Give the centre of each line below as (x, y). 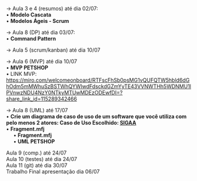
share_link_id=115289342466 (42, 99)
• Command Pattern (31, 38)
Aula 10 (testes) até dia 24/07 (42, 159)
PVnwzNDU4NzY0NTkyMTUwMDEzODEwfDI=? (64, 93)
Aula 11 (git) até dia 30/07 (37, 165)
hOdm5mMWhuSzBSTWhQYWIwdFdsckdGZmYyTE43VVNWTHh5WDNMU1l (98, 86)
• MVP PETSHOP (27, 68)
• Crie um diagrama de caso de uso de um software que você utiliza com (96, 116)
